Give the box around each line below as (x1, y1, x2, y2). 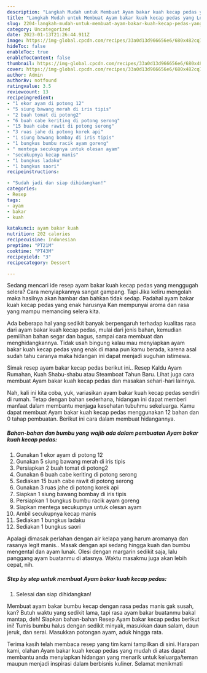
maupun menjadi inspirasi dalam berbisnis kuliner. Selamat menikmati (7, 660, 183, 667)
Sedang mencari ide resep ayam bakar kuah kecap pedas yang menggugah (7, 282, 198, 289)
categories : (7, 185, 37, 192)
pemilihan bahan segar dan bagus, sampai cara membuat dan (7, 333, 163, 340)
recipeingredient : (7, 95, 54, 101)
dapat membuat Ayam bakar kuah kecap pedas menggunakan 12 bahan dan (7, 409, 199, 416)
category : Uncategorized (7, 26, 71, 33)
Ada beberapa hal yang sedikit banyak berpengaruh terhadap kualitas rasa (7, 320, 196, 327)
